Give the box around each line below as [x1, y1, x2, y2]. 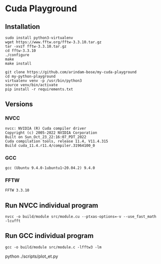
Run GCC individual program [5, 232, 94, 240]
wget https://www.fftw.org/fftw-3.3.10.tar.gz [5, 40, 102, 45]
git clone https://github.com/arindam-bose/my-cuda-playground [5, 70, 137, 74]
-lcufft [5, 218, 21, 223]
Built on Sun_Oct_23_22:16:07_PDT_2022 [5, 134, 87, 140]
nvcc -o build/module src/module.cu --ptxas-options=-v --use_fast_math [5, 214, 157, 219]
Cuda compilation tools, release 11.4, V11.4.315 [5, 139, 109, 144]
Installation [5, 23, 40, 31]
